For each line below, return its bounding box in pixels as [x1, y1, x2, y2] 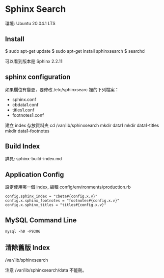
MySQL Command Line [5, 216, 77, 224]
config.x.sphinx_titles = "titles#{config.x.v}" [5, 203, 107, 208]
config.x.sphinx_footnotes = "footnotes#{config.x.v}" [5, 198, 120, 203]
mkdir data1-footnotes [5, 128, 50, 134]
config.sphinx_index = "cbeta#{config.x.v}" [5, 194, 98, 199]
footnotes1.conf [12, 112, 44, 118]
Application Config [5, 170, 64, 178]
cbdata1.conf [12, 102, 39, 107]
